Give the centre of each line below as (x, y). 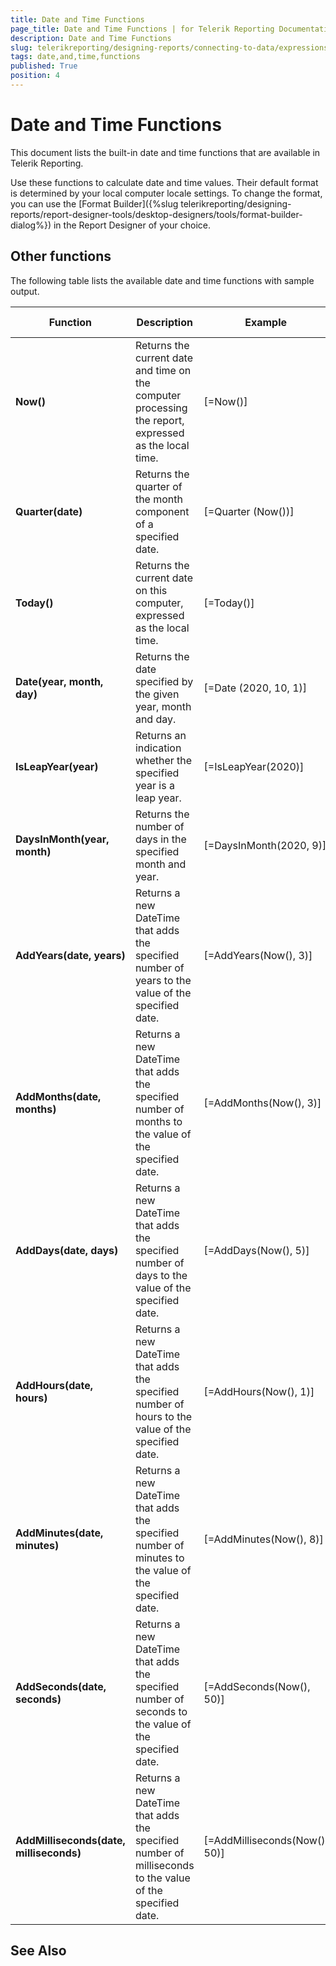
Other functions (61, 256)
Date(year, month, (59, 681)
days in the (160, 839)
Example (266, 322)
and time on (163, 370)
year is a (154, 785)
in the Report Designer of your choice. (132, 225)
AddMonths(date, (58, 1096)
